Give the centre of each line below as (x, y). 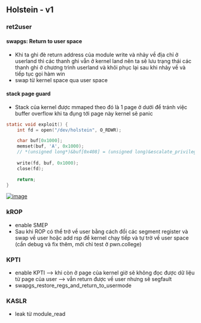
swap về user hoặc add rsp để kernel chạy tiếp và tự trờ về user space (102, 238)
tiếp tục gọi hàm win (40, 74)
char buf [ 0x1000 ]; (40, 141)
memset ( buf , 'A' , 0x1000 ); (51, 146)
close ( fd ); (31, 168)
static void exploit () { (37, 124)
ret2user (19, 27)
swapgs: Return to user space (44, 41)
